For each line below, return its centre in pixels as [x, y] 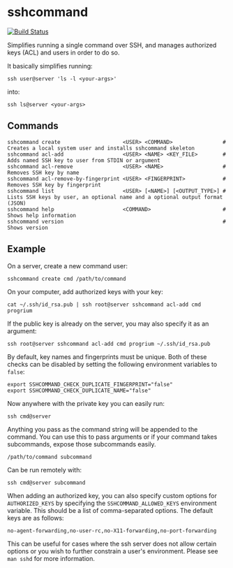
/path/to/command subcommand [50, 457]
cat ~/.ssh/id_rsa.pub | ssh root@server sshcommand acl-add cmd [104, 305]
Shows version [28, 228]
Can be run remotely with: [45, 469]
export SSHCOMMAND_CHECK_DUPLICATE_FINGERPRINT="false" [90, 384]
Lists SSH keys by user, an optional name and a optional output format [115, 197]
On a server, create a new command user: [67, 265]
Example [27, 249]
